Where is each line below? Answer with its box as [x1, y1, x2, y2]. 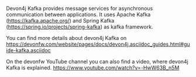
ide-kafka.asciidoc [6, 47, 51, 54]
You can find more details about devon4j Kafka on [6, 35, 127, 41]
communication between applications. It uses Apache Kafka [6, 11, 151, 18]
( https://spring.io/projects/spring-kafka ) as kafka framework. [6, 23, 153, 30]
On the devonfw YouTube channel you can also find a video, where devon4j [6, 58, 188, 65]
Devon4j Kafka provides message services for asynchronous [6, 5, 153, 12]
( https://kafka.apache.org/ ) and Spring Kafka [6, 17, 115, 24]
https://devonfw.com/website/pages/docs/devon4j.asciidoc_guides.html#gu [6, 41, 190, 47]
